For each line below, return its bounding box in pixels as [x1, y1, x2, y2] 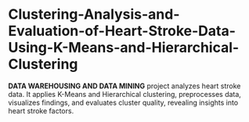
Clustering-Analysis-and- [8, 5, 180, 23]
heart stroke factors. [8, 106, 74, 115]
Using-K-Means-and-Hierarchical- [8, 39, 240, 56]
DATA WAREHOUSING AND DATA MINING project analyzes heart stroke [8, 81, 241, 91]
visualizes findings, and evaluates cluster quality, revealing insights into [8, 98, 239, 107]
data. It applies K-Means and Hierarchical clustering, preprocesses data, [8, 89, 241, 99]
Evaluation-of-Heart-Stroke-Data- [8, 22, 236, 40]
